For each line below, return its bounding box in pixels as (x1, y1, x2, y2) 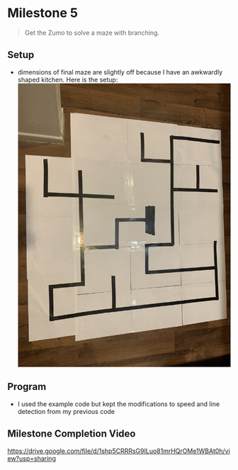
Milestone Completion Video (7, 427, 136, 440)
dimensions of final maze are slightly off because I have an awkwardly (17, 67, 223, 76)
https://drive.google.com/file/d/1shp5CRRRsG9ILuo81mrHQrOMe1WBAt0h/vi (7, 447, 230, 455)
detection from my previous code (17, 407, 115, 415)
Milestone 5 (7, 5, 78, 21)
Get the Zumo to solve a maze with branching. (24, 28, 159, 37)
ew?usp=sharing (7, 454, 57, 462)
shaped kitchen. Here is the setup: (17, 75, 118, 84)
